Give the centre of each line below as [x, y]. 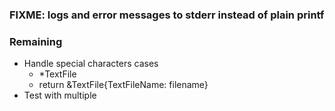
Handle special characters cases [91, 64]
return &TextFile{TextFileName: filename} [123, 85]
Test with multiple [60, 95]
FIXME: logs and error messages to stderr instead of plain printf [167, 15]
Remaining [36, 41]
